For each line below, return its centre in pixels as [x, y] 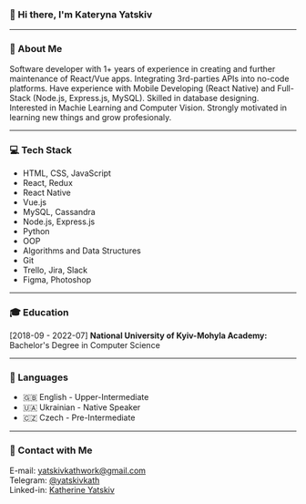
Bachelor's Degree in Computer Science [85, 345]
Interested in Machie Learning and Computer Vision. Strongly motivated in [148, 108]
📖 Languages [39, 377]
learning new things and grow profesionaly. [91, 117]
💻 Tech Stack [41, 149]
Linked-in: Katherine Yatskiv [62, 489]
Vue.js [35, 202]
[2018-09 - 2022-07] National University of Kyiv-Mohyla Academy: [138, 335]
